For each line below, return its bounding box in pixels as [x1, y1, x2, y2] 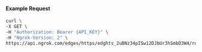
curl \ [5, 18, 22, 24]
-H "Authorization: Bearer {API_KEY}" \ [5, 29, 109, 35]
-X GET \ [5, 24, 28, 30]
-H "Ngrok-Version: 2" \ [5, 35, 68, 41]
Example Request [5, 5, 51, 12]
